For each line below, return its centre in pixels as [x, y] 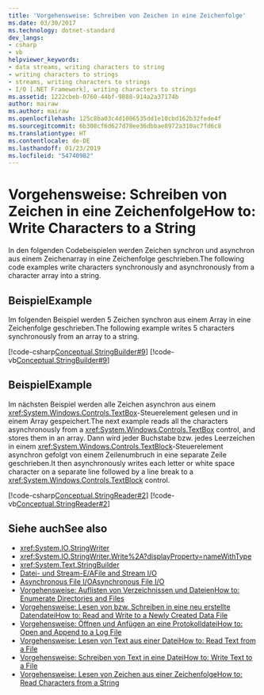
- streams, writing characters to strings [79, 82]
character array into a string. [55, 276]
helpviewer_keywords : [44, 60]
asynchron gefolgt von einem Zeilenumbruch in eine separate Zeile [118, 454]
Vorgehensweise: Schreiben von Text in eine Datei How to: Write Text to [136, 657]
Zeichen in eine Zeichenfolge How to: [132, 212]
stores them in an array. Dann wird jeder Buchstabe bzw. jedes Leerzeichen [132, 437]
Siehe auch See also [58, 529]
